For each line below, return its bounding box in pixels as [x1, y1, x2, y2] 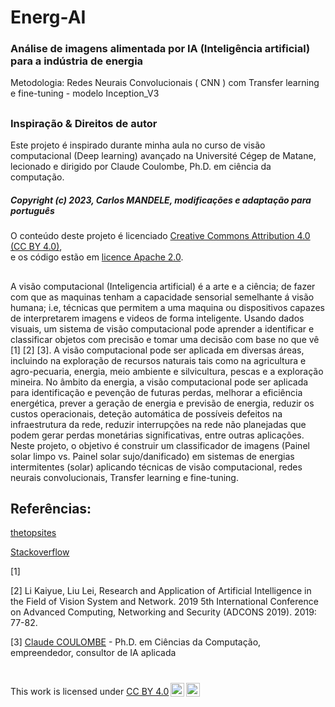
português [10, 204, 55, 216]
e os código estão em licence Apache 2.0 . [10, 251, 184, 263]
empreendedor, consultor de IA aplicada [10, 647, 177, 659]
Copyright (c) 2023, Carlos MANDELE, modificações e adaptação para [10, 194, 312, 206]
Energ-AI [10, 6, 87, 29]
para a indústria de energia [10, 54, 144, 68]
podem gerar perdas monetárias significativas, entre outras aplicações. [10, 429, 305, 441]
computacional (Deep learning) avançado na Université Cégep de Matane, [10, 150, 317, 162]
